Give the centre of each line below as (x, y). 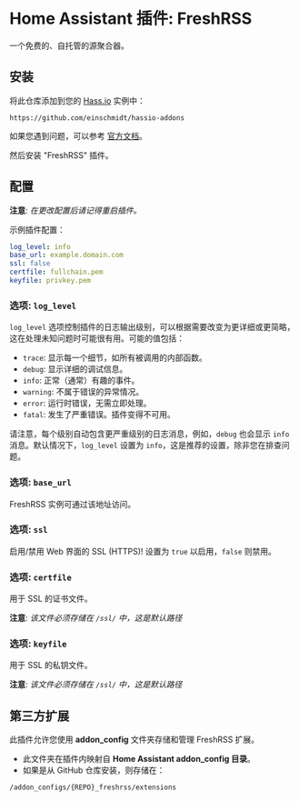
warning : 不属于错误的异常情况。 (83, 392)
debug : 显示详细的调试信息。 (75, 369)
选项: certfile (41, 576)
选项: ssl (29, 530)
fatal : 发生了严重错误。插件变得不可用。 (99, 415)
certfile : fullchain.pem (56, 272)
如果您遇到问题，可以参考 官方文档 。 (78, 135)
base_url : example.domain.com (67, 255)
